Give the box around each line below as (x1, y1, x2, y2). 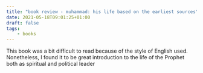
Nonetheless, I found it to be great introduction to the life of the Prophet (6, 54, 185, 61)
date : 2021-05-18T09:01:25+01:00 (6, 14, 91, 20)
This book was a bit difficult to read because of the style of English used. (6, 47, 188, 54)
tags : (6, 25, 20, 32)
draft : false (6, 20, 39, 26)
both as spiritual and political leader (6, 60, 95, 68)
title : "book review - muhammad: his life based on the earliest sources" (6, 8, 199, 15)
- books (17, 31, 36, 37)
